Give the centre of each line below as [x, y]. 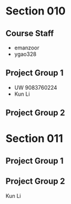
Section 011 [34, 139]
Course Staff [30, 33]
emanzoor [27, 48]
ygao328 [25, 54]
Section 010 [36, 11]
